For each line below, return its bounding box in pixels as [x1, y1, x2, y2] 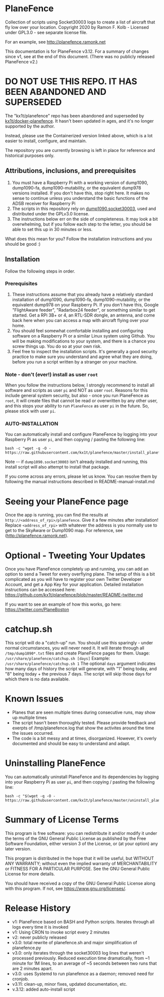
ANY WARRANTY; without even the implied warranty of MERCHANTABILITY [5, 861, 158, 867]
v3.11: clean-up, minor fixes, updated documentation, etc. [12, 981, 128, 987]
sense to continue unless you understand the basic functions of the [12, 195, 148, 201]
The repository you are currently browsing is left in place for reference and [5, 147, 155, 153]
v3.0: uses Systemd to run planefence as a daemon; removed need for [12, 971, 154, 976]
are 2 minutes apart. [12, 965, 53, 971]
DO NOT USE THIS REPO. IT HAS [5, 76, 138, 87]
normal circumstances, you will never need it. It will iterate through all [5, 645, 144, 651]
